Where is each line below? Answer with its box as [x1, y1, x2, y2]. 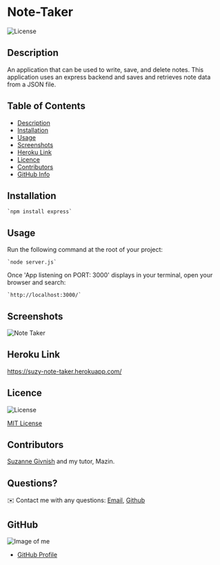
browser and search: [7, 278, 66, 287]
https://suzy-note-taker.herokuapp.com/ [7, 367, 122, 376]
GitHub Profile [17, 550, 57, 559]
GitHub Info [17, 170, 50, 178]
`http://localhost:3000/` [7, 292, 81, 299]
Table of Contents [7, 100, 86, 112]
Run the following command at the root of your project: [7, 246, 163, 254]
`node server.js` [7, 259, 57, 266]
